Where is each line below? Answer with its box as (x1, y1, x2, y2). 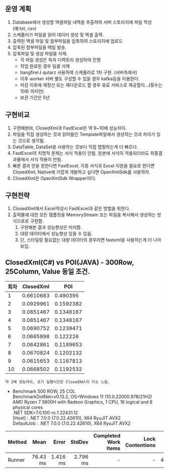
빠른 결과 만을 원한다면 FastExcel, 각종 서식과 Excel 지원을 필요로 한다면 (12, 162, 155, 168)
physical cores (12, 404, 43, 411)
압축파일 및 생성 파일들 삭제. (12, 50, 68, 56)
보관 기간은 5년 (20, 94, 50, 101)
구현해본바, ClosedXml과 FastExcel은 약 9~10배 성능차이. (12, 125, 127, 131)
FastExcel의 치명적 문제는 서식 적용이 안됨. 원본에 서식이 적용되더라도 (12, 150, 149, 156)
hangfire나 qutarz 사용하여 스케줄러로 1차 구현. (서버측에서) (20, 69, 138, 75)
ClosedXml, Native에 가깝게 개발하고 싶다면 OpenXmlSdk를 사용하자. (12, 169, 151, 175)
